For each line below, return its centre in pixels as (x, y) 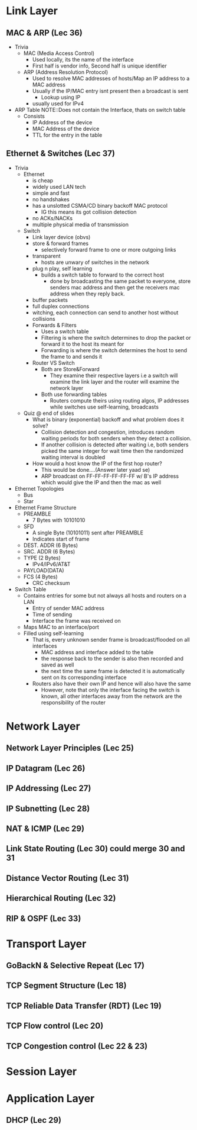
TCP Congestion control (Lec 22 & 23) (77, 1046)
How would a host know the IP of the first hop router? (97, 463)
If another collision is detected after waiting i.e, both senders (115, 445)
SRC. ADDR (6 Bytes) (49, 551)
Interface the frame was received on (76, 620)
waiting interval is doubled (73, 457)
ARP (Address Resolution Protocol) (66, 72)
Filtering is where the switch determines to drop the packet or (116, 337)
